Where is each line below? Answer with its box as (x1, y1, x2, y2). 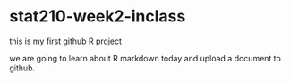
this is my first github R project (9, 36, 123, 46)
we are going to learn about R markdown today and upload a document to (9, 53, 282, 63)
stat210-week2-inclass (9, 6, 186, 27)
